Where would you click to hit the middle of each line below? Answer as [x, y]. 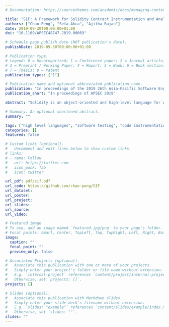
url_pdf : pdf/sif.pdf [28, 181]
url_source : [18, 209]
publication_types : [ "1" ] [32, 75]
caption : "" [22, 242]
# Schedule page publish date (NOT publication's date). [66, 42]
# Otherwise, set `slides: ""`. [41, 312]
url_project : [19, 200]
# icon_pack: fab [26, 167]
